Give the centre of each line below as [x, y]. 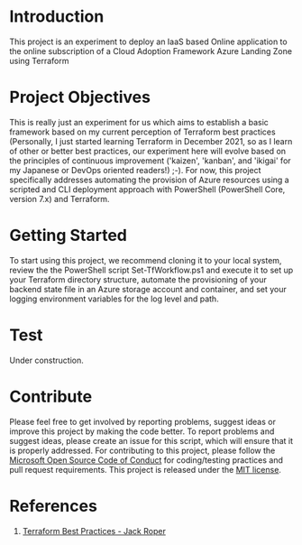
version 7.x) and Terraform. [59, 199]
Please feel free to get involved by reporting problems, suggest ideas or [143, 421]
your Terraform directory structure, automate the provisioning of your [138, 279]
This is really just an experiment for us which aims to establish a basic [139, 122]
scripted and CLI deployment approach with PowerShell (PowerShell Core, [147, 189]
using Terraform [39, 60]
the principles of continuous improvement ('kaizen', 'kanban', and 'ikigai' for [150, 161]
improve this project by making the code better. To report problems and [142, 431]
